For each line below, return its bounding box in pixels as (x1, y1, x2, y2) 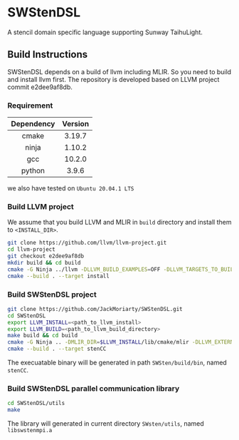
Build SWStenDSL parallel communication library (7, 383, 180, 393)
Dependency (11, 119, 55, 129)
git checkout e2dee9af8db (7, 252, 84, 260)
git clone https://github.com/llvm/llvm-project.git (7, 240, 167, 247)
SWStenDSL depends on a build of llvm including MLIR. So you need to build (7, 67, 232, 76)
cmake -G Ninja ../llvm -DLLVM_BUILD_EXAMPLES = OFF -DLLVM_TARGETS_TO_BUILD (7, 265, 237, 273)
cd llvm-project (7, 246, 55, 253)
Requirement (7, 101, 53, 111)
